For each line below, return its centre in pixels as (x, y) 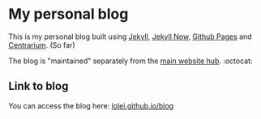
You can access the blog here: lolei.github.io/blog (91, 105)
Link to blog (39, 86)
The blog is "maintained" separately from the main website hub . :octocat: (130, 61)
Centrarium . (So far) (42, 45)
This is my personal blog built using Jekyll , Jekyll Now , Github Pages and (130, 36)
